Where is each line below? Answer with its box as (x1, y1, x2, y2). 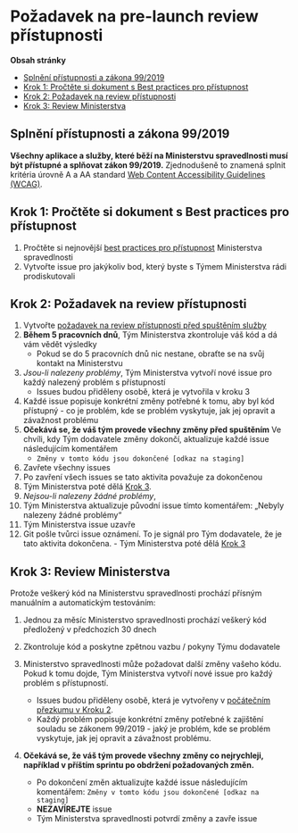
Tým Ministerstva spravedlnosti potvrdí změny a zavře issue (36, 813, 258, 824)
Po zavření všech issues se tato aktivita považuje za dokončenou (22, 471, 263, 483)
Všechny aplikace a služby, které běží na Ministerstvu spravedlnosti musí (10, 150, 288, 161)
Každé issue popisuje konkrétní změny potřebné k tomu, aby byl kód (22, 396, 275, 407)
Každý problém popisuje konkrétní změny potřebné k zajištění (36, 714, 264, 725)
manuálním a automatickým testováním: (10, 597, 156, 608)
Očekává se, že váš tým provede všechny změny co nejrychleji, (22, 750, 264, 761)
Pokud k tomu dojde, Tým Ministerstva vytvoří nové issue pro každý (22, 668, 273, 679)
